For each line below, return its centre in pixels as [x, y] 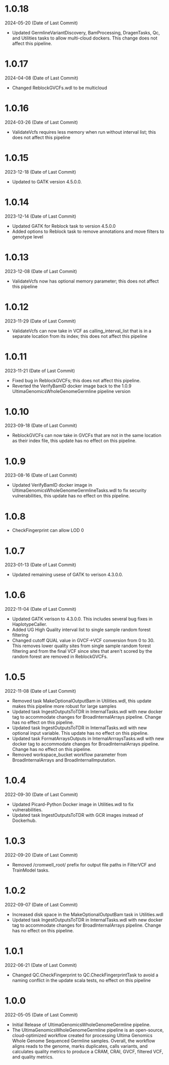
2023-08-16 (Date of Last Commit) [41, 475]
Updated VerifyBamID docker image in [52, 485]
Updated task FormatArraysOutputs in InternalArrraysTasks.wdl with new [88, 739]
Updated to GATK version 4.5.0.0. [47, 182]
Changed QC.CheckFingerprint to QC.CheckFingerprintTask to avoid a [85, 975]
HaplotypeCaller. [30, 624]
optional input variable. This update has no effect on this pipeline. [80, 733]
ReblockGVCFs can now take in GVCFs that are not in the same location [87, 436]
